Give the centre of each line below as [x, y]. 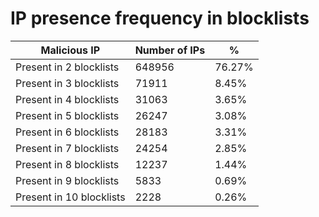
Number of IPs [170, 50]
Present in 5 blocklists [67, 115]
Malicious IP [70, 50]
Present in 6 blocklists [67, 132]
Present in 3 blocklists [67, 83]
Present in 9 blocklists [67, 180]
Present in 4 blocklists [67, 99]
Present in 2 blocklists [67, 67]
